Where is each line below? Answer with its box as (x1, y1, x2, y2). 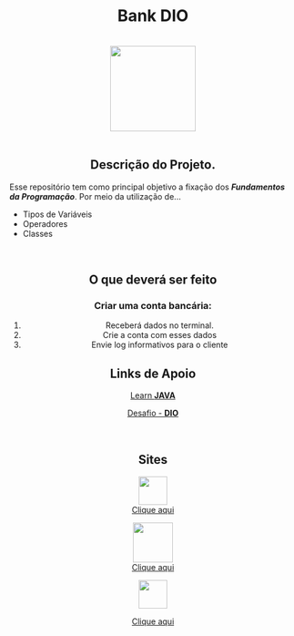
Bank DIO (117, 5, 189, 26)
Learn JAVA (130, 390, 176, 401)
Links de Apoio (109, 365, 197, 381)
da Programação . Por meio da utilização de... (9, 190, 182, 201)
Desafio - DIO (127, 407, 179, 419)
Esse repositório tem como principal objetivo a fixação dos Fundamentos (9, 181, 285, 192)
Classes (22, 228, 53, 239)
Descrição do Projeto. (90, 157, 216, 173)
